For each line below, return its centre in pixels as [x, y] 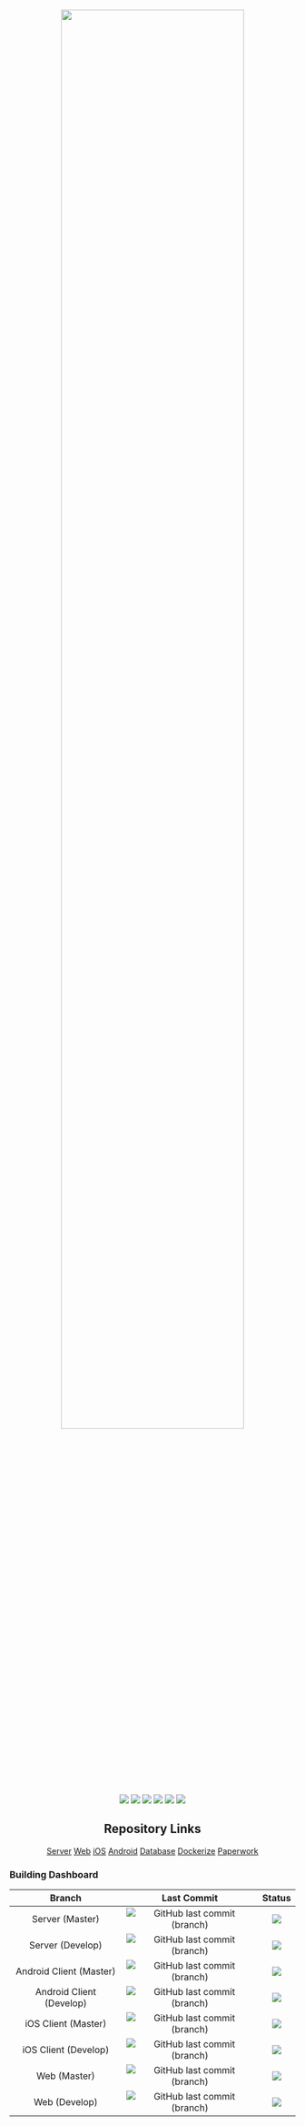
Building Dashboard [54, 1874]
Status [276, 1899]
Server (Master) [65, 1919]
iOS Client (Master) [66, 2024]
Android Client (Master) [65, 1971]
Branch [65, 1899]
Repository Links [152, 1829]
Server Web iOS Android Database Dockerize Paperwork [152, 1850]
